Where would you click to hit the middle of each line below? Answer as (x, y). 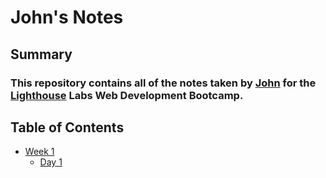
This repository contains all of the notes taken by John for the (163, 83)
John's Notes (67, 17)
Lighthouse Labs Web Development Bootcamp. (127, 95)
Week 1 (39, 152)
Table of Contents (67, 127)
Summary (41, 54)
